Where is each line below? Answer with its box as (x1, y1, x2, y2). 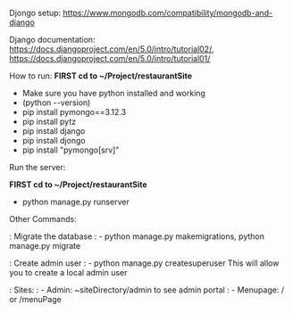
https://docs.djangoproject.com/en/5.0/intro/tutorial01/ (9, 54, 211, 63)
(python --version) (21, 97, 91, 108)
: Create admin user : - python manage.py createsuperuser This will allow (9, 258, 280, 268)
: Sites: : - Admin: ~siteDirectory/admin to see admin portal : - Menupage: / (9, 284, 284, 295)
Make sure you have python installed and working (21, 88, 205, 98)
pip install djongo (21, 136, 87, 145)
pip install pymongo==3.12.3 (21, 107, 127, 117)
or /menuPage (9, 294, 63, 304)
